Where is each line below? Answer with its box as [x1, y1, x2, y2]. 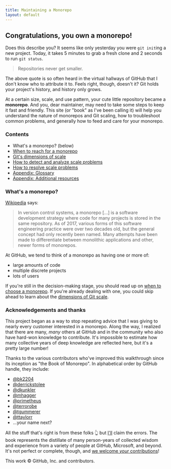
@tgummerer [12, 409, 41, 415]
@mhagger [12, 392, 37, 398]
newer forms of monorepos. [17, 242, 77, 248]
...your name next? [12, 419, 52, 425]
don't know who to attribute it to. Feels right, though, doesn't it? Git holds [5, 81, 159, 87]
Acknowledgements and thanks [5, 306, 86, 313]
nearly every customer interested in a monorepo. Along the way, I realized [5, 324, 161, 330]
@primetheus [12, 398, 41, 404]
